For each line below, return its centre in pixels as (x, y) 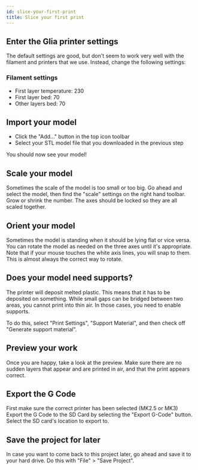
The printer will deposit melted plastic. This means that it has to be (88, 292)
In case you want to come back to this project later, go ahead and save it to (99, 454)
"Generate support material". (42, 329)
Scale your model (39, 173)
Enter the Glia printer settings (62, 42)
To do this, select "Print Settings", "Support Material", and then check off (96, 323)
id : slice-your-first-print (41, 12)
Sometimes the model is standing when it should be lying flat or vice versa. (99, 240)
